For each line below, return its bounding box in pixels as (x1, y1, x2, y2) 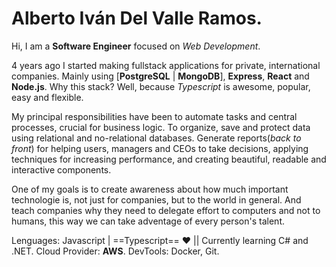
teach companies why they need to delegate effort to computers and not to (11, 204, 321, 216)
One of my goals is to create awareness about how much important (11, 183, 289, 195)
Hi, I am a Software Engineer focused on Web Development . (11, 40, 261, 52)
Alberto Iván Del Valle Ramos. (11, 7, 263, 30)
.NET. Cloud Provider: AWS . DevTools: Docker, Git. (11, 245, 220, 257)
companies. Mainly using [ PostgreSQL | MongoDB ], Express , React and (11, 70, 310, 82)
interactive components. (11, 163, 112, 176)
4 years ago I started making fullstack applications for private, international (11, 59, 321, 71)
